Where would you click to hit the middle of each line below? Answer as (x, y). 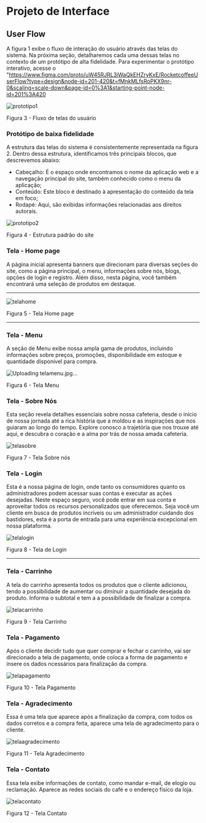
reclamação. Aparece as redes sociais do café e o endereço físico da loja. (100, 789)
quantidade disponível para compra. (52, 361)
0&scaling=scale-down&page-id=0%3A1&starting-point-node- (86, 88)
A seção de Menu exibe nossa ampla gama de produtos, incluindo (90, 348)
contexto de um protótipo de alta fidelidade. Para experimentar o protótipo (100, 62)
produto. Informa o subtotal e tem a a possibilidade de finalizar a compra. (99, 598)
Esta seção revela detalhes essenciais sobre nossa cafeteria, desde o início (102, 415)
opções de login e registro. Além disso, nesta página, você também (91, 277)
